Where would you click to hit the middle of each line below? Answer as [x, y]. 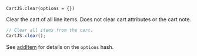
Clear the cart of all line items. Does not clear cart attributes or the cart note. [99, 19]
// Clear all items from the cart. [50, 30]
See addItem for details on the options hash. [60, 47]
